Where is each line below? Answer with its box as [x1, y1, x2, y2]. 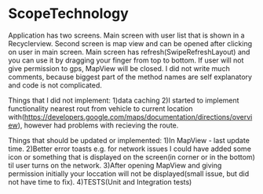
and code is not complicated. [8, 80, 102, 90]
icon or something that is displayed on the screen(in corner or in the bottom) [8, 152, 255, 161]
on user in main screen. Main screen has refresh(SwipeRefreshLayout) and [8, 47, 250, 56]
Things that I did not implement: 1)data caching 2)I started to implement [8, 95, 239, 105]
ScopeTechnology [8, 5, 130, 23]
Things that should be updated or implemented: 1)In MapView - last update [8, 135, 250, 145]
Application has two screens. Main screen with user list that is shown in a [8, 31, 245, 40]
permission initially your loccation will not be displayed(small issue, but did [8, 169, 250, 178]
